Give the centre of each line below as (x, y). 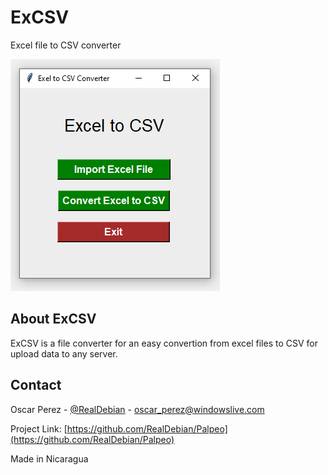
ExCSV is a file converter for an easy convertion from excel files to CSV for (164, 343)
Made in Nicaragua (49, 458)
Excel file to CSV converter (66, 45)
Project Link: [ (39, 428)
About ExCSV (53, 319)
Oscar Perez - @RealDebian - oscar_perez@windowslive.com (137, 409)
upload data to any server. (64, 353)
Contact (36, 385)
